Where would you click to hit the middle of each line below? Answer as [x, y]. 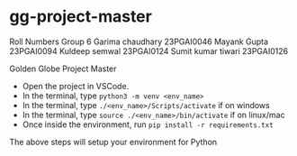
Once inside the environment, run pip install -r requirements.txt [148, 124]
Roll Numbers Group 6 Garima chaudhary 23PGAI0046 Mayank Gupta [139, 41]
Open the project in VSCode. [76, 86]
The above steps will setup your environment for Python [113, 142]
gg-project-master [81, 17]
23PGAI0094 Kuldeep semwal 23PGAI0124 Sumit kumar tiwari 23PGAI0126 [149, 50]
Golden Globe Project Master [63, 69]
